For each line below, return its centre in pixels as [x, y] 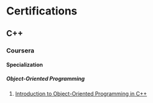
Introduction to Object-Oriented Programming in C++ [81, 94]
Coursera [20, 51]
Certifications [42, 11]
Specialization [25, 65]
